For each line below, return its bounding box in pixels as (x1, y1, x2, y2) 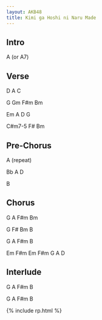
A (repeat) (6, 156, 32, 163)
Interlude (6, 267, 42, 277)
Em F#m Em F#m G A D (6, 249, 65, 257)
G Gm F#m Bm (6, 99, 43, 107)
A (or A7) (6, 53, 29, 61)
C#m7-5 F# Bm (6, 123, 45, 130)
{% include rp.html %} (6, 307, 62, 314)
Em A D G (6, 111, 30, 118)
